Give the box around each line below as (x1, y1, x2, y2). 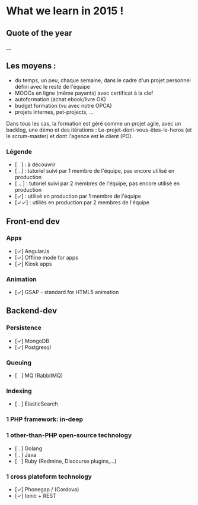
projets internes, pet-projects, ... (14, 108, 94, 116)
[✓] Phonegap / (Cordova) (14, 485, 79, 492)
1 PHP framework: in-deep (6, 415, 83, 423)
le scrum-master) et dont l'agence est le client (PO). (6, 132, 133, 139)
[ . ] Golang (14, 445, 43, 452)
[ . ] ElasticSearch (14, 400, 58, 407)
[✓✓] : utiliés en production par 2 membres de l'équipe (14, 199, 150, 206)
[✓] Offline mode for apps (14, 254, 79, 261)
